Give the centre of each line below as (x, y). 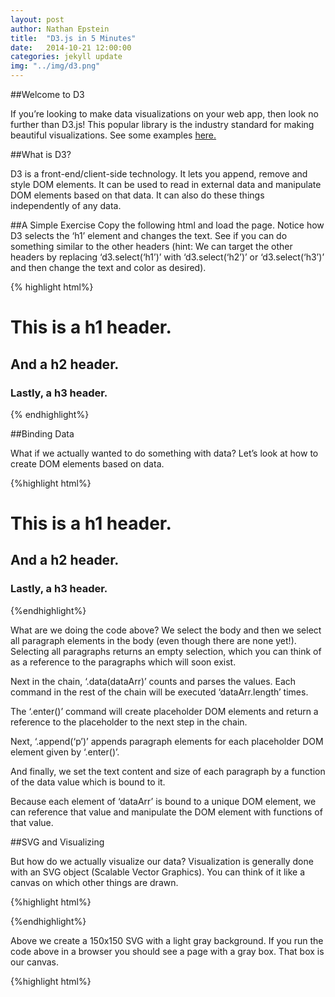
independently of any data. (66, 205)
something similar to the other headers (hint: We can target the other (151, 246)
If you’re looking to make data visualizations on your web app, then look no (164, 114)
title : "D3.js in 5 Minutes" (73, 38)
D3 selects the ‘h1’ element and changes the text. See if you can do (149, 235)
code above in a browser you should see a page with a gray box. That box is (167, 951)
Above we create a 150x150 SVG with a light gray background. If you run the (167, 940)
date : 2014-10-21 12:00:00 (71, 47)
